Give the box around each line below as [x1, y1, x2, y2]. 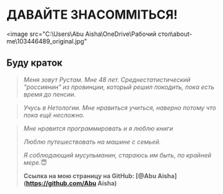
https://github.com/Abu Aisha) [26, 179, 117, 187]
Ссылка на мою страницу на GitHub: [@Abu [23, 171, 157, 180]
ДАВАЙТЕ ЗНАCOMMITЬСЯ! [6, 7, 178, 23]
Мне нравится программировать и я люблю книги [23, 124, 173, 133]
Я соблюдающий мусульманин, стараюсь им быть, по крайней [23, 151, 212, 159]
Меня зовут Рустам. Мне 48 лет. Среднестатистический [23, 75, 191, 84]
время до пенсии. [23, 90, 77, 98]
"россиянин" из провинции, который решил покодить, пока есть [23, 83, 215, 91]
